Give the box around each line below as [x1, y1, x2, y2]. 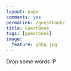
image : [6, 36, 23, 42]
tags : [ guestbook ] [6, 31, 52, 37]
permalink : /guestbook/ [6, 20, 66, 25]
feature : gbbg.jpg [11, 42, 58, 48]
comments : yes [6, 14, 42, 20]
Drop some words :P [6, 57, 57, 65]
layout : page [6, 8, 39, 15]
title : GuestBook [6, 25, 50, 31]
